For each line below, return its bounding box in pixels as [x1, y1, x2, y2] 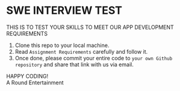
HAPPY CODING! [6, 72, 49, 80]
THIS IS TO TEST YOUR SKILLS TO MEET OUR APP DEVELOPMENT [6, 24, 175, 31]
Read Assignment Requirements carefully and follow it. [14, 48, 148, 55]
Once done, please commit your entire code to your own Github [14, 54, 173, 61]
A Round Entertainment [6, 79, 64, 86]
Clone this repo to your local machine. [14, 42, 110, 49]
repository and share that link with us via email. [14, 61, 134, 68]
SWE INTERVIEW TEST [6, 4, 122, 17]
